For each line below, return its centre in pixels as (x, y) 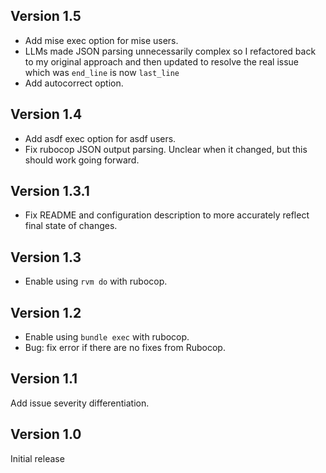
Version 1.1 (44, 379)
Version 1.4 (46, 114)
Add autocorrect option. (74, 83)
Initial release (37, 458)
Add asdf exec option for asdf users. (100, 138)
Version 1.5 (46, 16)
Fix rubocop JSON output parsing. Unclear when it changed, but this (166, 149)
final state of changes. (71, 226)
